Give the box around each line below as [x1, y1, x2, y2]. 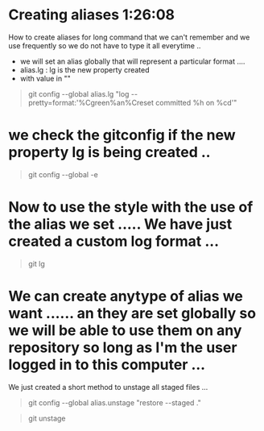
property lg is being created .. [8, 143, 211, 162]
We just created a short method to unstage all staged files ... [8, 382, 208, 392]
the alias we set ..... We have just [8, 215, 233, 234]
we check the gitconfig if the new [8, 126, 236, 144]
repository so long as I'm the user [8, 338, 237, 356]
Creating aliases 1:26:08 [8, 6, 175, 24]
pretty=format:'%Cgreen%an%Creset [27, 97, 155, 107]
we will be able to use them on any [8, 321, 242, 339]
